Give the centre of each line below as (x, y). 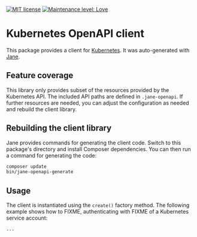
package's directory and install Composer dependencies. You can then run (99, 149)
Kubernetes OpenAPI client (75, 34)
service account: (27, 218)
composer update (26, 166)
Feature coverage (40, 75)
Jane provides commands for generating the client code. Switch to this (94, 143)
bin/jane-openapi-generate (40, 172)
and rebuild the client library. (41, 109)
